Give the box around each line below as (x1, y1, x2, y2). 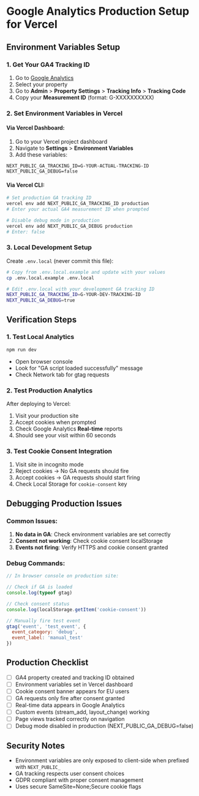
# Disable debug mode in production (6, 217, 100, 224)
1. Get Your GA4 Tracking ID (6, 60, 90, 69)
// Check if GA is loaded (6, 584, 72, 590)
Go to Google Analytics (15, 74, 74, 81)
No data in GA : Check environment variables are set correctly (15, 530, 171, 538)
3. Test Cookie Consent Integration (6, 447, 112, 455)
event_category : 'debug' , (12, 629, 78, 635)
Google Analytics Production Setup (6, 4, 190, 18)
